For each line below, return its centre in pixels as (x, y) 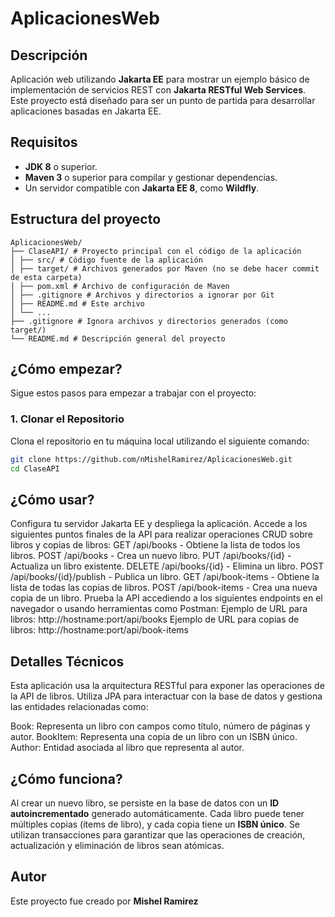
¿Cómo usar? (52, 499)
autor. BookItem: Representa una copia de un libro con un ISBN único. (154, 737)
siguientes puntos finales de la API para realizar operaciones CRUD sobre (161, 534)
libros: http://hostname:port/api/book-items (99, 630)
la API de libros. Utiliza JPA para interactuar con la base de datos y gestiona (166, 696)
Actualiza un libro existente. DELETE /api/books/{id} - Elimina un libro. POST (167, 566)
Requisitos (44, 142)
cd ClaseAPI (35, 468)
